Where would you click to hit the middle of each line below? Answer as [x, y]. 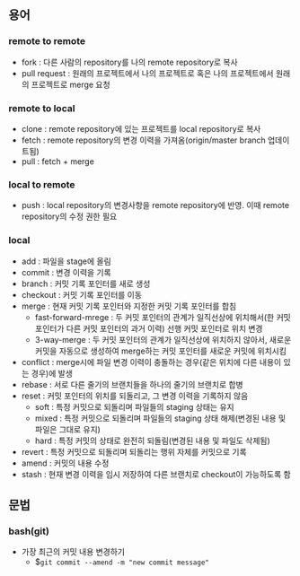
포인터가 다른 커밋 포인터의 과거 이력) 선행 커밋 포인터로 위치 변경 [149, 328]
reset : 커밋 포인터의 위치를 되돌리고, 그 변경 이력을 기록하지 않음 [135, 396]
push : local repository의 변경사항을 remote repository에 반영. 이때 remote [155, 205]
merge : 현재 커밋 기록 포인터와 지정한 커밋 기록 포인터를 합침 [129, 306]
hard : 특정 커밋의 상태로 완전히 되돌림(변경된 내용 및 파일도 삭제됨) [152, 441]
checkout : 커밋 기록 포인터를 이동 [82, 294]
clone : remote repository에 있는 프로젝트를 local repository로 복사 [141, 128]
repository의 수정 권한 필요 [69, 216]
